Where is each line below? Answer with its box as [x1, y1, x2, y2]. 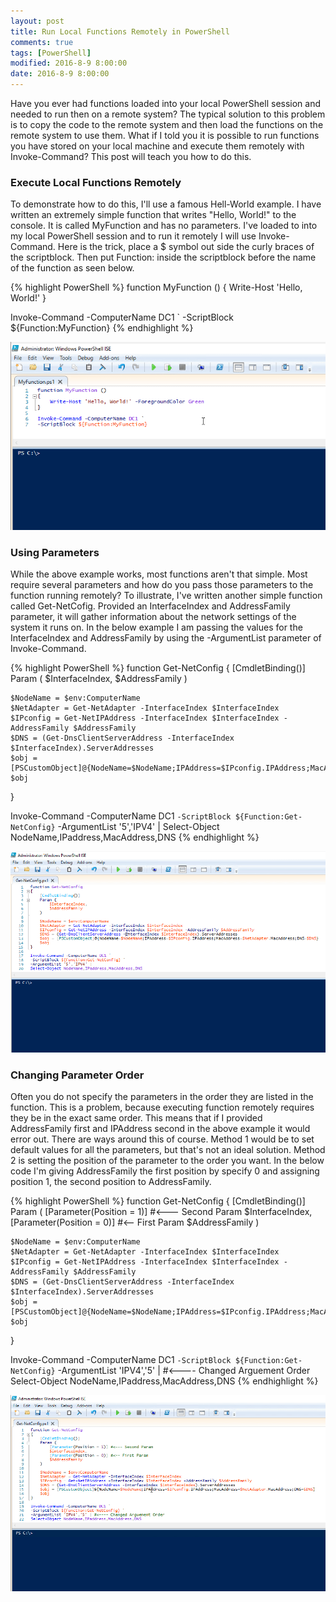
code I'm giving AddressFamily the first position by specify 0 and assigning [10, 1165, 320, 1177]
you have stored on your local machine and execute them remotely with [10, 140, 305, 152]
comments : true [10, 37, 74, 47]
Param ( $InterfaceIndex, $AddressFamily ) [10, 673, 188, 685]
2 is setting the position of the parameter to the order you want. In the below [10, 1155, 325, 1167]
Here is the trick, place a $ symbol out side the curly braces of [57, 241, 315, 253]
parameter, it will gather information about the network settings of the [10, 611, 297, 623]
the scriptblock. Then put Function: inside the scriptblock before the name [10, 251, 317, 264]
